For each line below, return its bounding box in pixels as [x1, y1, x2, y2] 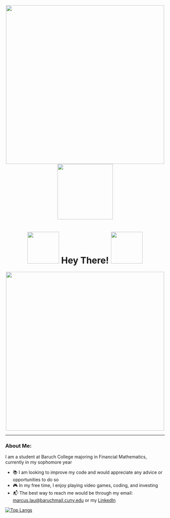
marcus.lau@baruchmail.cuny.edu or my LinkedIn [12, 497, 116, 503]
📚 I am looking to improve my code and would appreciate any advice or [12, 469, 163, 475]
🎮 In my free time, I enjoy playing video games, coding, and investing [12, 482, 158, 489]
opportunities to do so [12, 477, 59, 483]
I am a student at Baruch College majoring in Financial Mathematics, [5, 454, 147, 460]
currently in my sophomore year [5, 459, 72, 465]
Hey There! [61, 255, 109, 266]
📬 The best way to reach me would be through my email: [12, 490, 133, 496]
